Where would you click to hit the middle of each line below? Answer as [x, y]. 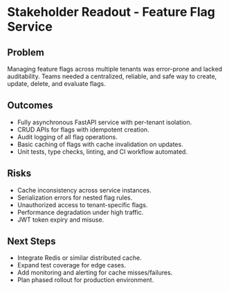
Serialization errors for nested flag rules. [75, 197]
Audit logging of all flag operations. [67, 136]
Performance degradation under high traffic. [80, 212]
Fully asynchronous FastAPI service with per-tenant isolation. [104, 122]
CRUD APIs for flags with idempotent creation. [83, 130]
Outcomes [30, 106]
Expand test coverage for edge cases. [72, 265]
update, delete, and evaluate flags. [56, 83]
